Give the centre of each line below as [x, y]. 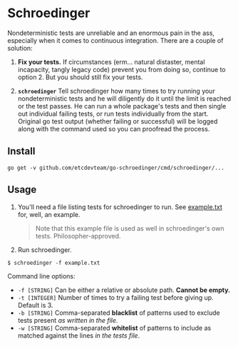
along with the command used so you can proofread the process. [114, 129]
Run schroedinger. [45, 250]
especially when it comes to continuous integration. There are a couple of [115, 40]
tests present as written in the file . [68, 320]
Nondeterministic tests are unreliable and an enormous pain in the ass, [111, 33]
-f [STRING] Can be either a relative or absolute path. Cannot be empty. [124, 290]
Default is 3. [35, 305]
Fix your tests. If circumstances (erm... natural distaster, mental [111, 61]
